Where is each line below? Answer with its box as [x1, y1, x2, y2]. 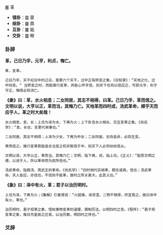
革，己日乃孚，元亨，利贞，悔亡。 [5, 58, 73, 64]
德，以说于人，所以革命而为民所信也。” [5, 158, 71, 163]
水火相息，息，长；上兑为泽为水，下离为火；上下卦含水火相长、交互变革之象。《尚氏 [5, 120, 148, 125]
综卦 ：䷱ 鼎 [12, 21, 35, 26]
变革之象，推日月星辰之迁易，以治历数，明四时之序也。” [5, 212, 99, 217]
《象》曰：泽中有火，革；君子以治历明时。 [5, 182, 90, 188]
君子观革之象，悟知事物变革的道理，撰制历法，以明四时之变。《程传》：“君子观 [23, 207, 155, 212]
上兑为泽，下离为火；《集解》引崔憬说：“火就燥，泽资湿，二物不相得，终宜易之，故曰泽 [5, 193, 154, 198]
